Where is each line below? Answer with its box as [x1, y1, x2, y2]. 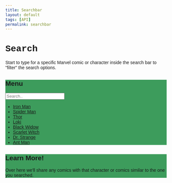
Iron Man [12, 104, 31, 109]
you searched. [5, 172, 34, 178]
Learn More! [5, 154, 45, 162]
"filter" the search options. [5, 65, 56, 71]
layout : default [5, 12, 40, 17]
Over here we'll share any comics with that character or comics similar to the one [5, 167, 165, 173]
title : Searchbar [5, 7, 42, 13]
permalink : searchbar [5, 21, 52, 27]
